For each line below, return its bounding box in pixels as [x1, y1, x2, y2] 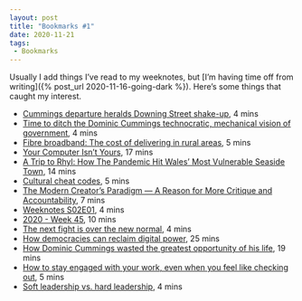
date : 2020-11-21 [9, 30, 75, 39]
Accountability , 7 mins [22, 195, 106, 206]
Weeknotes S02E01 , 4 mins [22, 204, 125, 215]
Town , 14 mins [22, 166, 77, 177]
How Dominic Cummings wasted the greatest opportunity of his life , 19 [22, 243, 287, 254]
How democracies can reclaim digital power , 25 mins [22, 233, 220, 244]
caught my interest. [9, 91, 81, 102]
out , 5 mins [22, 272, 65, 283]
